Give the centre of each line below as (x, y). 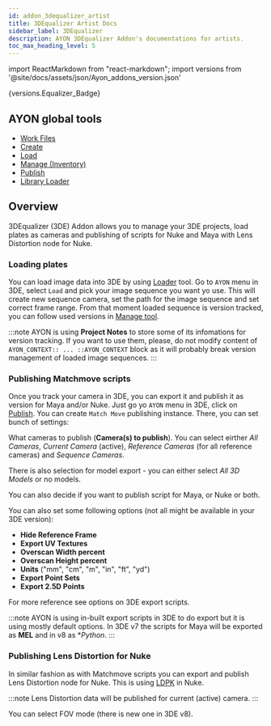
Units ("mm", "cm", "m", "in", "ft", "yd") (85, 569)
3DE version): (31, 520)
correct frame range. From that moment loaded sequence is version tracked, (136, 308)
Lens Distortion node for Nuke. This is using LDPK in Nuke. (106, 682)
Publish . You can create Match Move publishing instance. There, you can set (133, 414)
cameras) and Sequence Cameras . (67, 455)
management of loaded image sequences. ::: (83, 358)
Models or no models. (44, 479)
